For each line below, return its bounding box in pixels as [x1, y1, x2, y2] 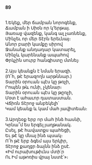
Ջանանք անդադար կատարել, [5, 47, 76, 52]
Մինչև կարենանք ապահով [5, 52, 69, 58]
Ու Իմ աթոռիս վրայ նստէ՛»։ [5, 154, 69, 160]
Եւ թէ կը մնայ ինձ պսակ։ [5, 133, 63, 138]
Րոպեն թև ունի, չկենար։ [5, 84, 62, 90]
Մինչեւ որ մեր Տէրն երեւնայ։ [5, 35, 71, 42]
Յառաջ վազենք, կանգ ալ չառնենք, [5, 30, 87, 36]
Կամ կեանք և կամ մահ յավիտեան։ [5, 106, 87, 111]
